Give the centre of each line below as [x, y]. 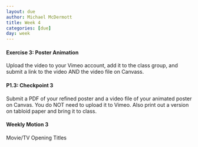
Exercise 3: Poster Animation [42, 52]
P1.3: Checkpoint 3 [30, 85]
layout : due [21, 12]
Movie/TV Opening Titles [36, 138]
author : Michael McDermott [39, 17]
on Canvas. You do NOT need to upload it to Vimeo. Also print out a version [98, 104]
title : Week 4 [24, 22]
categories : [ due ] [29, 28]
